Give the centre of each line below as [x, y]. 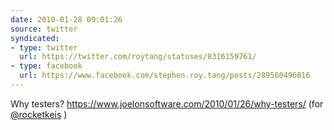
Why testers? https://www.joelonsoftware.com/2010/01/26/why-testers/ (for [167, 103]
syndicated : [35, 38]
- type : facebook [46, 66]
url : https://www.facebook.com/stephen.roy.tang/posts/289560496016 [165, 76]
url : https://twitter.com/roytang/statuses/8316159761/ [138, 57]
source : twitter [44, 29]
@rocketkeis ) [39, 114]
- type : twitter [44, 47]
